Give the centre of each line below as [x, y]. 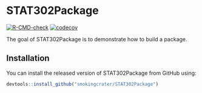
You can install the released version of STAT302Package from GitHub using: [101, 73]
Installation [28, 58]
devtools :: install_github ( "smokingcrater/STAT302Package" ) [82, 84]
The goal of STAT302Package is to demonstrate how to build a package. [97, 39]
